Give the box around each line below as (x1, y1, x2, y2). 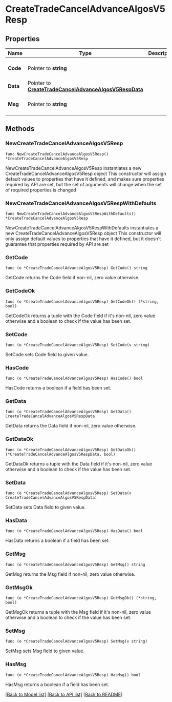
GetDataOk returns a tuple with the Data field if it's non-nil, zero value (5, 460, 153, 467)
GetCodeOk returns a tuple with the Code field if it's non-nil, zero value (5, 313, 156, 319)
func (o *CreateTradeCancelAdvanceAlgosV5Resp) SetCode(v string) (5, 342, 150, 347)
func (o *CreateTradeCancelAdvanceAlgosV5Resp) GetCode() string (5, 265, 147, 271)
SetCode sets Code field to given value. (5, 351, 89, 357)
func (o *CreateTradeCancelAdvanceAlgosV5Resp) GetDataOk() (5, 447, 137, 452)
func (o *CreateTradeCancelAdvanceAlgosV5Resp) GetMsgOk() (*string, (5, 595, 157, 600)
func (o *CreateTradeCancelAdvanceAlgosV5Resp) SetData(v (5, 491, 132, 496)
